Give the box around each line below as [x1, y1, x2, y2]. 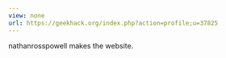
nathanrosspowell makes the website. [8, 41, 134, 50]
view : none [8, 11, 45, 20]
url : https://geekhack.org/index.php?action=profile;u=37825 [8, 19, 219, 27]
